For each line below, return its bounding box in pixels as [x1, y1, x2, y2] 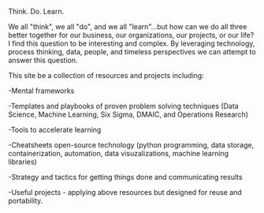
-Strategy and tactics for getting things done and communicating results [8, 173, 243, 181]
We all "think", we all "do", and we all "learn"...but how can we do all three [8, 22, 247, 31]
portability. [8, 196, 43, 205]
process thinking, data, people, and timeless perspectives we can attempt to [8, 47, 256, 56]
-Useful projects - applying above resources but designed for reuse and [8, 188, 242, 196]
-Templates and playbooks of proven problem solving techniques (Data [8, 102, 239, 110]
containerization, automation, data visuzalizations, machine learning [8, 149, 229, 158]
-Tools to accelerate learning [8, 125, 102, 134]
